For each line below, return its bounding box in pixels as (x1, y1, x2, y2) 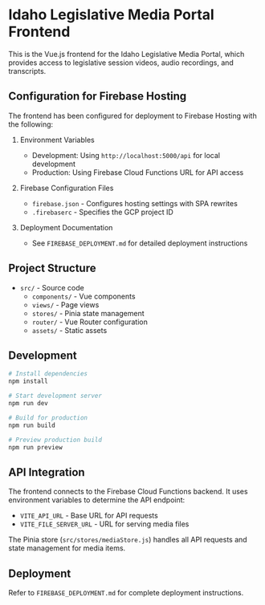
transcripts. (8, 66, 47, 75)
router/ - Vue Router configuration (31, 317, 149, 327)
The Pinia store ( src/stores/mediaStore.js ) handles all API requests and (8, 535, 247, 545)
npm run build (8, 421, 56, 429)
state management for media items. (8, 543, 126, 553)
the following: (8, 119, 54, 129)
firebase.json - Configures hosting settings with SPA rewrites (31, 198, 238, 208)
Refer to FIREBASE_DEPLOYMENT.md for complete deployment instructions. (8, 588, 244, 597)
